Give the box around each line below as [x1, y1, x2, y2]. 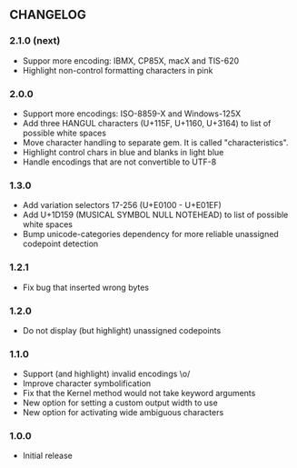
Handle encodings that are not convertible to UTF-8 [22, 156, 217, 167]
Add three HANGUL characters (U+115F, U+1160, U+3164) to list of [22, 117, 272, 128]
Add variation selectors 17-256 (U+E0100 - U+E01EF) [22, 200, 223, 211]
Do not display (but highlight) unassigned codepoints [22, 324, 222, 335]
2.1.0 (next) [9, 35, 61, 47]
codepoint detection [22, 238, 99, 249]
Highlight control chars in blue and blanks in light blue [22, 146, 224, 157]
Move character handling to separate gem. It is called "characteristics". [22, 136, 289, 148]
